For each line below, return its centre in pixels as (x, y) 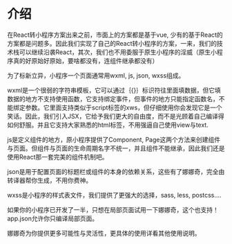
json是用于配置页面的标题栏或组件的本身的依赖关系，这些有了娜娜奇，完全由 (116, 171)
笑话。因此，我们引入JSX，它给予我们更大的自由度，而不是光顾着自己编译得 (116, 116)
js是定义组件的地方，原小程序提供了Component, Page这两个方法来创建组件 (114, 139)
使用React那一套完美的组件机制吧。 (58, 157)
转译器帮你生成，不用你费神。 (49, 180)
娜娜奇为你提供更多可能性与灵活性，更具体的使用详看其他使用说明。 (104, 233)
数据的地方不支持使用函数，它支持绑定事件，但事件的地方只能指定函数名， (113, 98)
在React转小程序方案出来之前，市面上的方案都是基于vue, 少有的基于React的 (115, 35)
